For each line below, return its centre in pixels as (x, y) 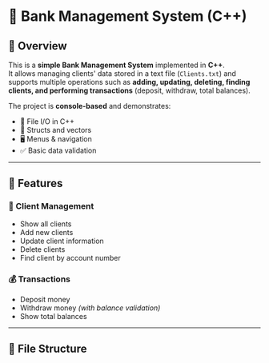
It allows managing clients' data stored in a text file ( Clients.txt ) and (122, 74)
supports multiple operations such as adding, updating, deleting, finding (129, 82)
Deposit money (45, 299)
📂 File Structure (48, 349)
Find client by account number (70, 257)
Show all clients (46, 224)
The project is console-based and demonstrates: (90, 106)
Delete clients (42, 249)
